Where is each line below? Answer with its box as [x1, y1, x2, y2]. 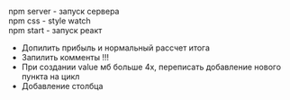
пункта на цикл [21, 71, 80, 82]
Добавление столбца [21, 81, 104, 91]
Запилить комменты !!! [21, 52, 110, 62]
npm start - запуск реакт [8, 25, 103, 35]
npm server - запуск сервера [8, 6, 120, 16]
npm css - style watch [8, 15, 91, 26]
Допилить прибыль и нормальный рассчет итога [21, 42, 211, 53]
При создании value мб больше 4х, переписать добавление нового [21, 61, 281, 72]
